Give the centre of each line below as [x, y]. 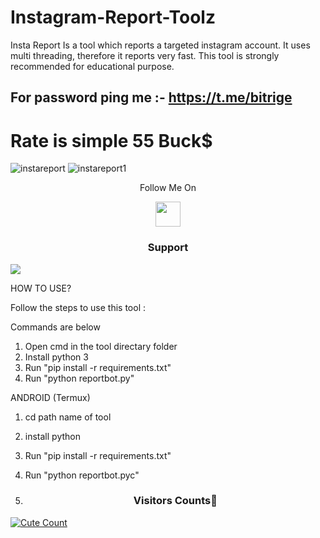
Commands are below [55, 327]
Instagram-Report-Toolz [113, 17]
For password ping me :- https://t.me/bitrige [151, 97]
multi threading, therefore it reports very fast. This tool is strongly [145, 55]
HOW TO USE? [41, 288]
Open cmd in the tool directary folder [101, 346]
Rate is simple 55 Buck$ [111, 140]
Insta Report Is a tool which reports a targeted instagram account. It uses [160, 45]
